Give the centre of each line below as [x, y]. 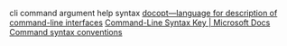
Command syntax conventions [66, 32]
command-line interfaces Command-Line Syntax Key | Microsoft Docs [140, 23]
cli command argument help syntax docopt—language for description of [143, 13]
